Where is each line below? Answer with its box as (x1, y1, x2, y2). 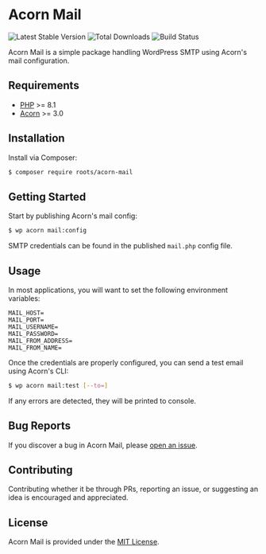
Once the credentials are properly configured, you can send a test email (8, 357, 244, 367)
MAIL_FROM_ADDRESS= (8, 337, 73, 345)
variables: (8, 293, 40, 303)
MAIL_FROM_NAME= (8, 344, 62, 352)
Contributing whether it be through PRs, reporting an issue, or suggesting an (8, 484, 259, 494)
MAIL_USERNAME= (8, 322, 59, 331)
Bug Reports (8, 419, 71, 433)
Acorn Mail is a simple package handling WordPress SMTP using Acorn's (8, 47, 248, 57)
